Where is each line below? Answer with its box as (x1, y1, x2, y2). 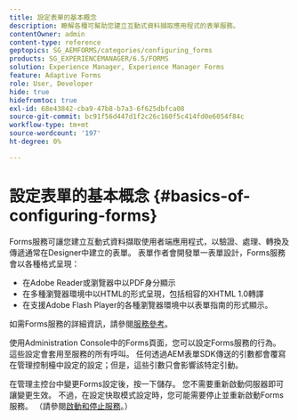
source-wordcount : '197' (9, 129, 101, 138)
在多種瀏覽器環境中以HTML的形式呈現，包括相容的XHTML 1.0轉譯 (21, 288, 264, 299)
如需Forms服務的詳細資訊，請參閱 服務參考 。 (9, 318, 173, 329)
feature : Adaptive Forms (9, 71, 101, 80)
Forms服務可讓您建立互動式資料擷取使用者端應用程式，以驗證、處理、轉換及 (9, 236, 290, 246)
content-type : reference (9, 37, 101, 47)
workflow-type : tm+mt (9, 121, 90, 130)
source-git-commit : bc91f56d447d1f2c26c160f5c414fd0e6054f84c (9, 112, 245, 121)
